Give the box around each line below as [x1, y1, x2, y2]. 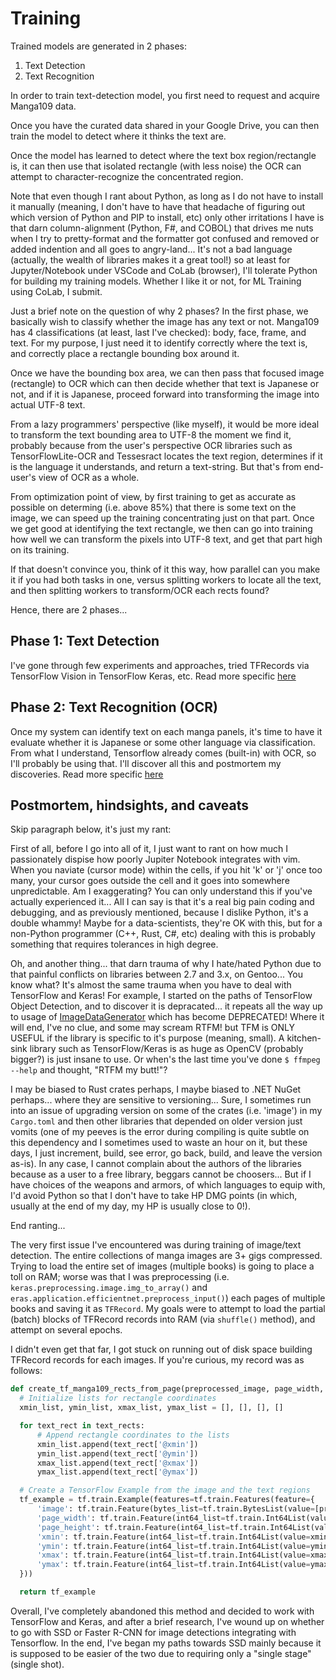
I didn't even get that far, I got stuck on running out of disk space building [10, 1343, 313, 1356]
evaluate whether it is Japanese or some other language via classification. [10, 736, 316, 748]
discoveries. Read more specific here [10, 768, 164, 780]
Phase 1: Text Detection [10, 633, 160, 650]
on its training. [10, 543, 70, 556]
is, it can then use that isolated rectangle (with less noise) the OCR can [10, 160, 302, 172]
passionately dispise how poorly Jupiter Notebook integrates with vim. [10, 853, 301, 866]
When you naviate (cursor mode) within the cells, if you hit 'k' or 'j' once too [10, 864, 323, 876]
